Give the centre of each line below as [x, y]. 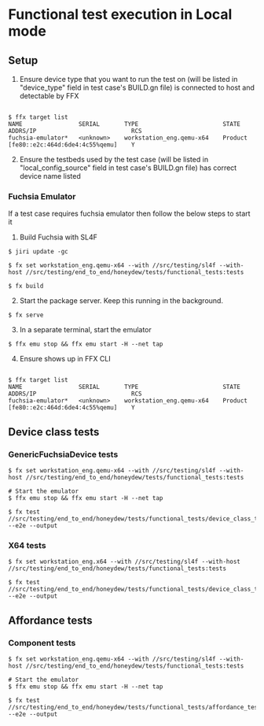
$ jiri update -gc [38, 252]
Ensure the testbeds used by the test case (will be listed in [114, 159]
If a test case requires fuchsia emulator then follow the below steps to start [129, 213]
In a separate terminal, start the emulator [85, 330]
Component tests [42, 643]
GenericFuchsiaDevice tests [63, 454]
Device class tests [54, 432]
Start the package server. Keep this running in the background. [121, 301]
